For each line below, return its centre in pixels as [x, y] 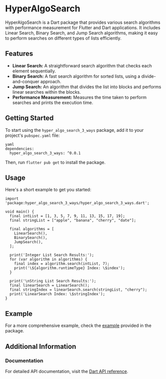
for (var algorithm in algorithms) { [49, 260]
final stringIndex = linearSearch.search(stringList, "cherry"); [79, 290]
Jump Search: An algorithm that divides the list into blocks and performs [87, 87]
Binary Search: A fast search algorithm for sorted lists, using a [76, 76]
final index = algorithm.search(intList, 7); [62, 264]
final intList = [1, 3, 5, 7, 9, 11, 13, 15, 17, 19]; [67, 216]
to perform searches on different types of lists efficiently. [63, 38]
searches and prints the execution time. [53, 103]
